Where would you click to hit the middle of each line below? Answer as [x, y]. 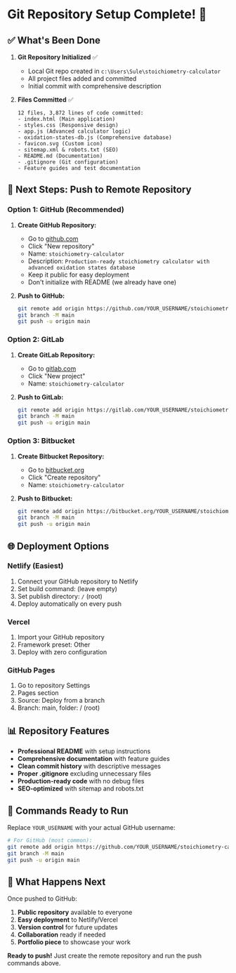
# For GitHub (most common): [50, 841]
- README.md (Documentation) [60, 156]
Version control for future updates [67, 927]
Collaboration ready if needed [61, 935]
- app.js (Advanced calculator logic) [74, 131]
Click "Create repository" [64, 477]
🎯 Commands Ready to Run [68, 810]
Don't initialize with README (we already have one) [102, 282]
